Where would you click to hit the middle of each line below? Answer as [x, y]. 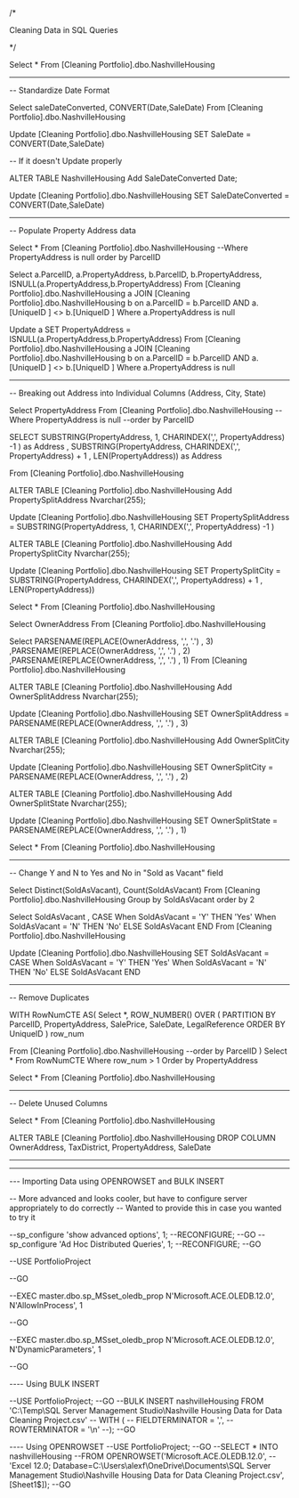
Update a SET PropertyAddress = [70, 330]
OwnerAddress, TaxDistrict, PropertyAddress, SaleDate [110, 1147]
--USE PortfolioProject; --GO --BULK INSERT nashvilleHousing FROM [137, 1401]
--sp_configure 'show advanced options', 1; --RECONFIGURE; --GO [133, 1234]
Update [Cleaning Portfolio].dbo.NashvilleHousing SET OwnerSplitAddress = [149, 713]
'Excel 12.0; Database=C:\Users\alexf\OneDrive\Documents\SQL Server [140, 1465]
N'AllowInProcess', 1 [46, 1305]
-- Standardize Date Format [60, 90]
